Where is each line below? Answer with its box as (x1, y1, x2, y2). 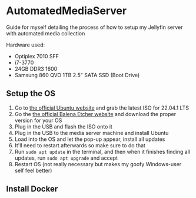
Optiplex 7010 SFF (14, 52, 59, 60)
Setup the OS (6, 88, 56, 98)
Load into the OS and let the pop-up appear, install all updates (14, 136, 165, 143)
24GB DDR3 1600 (14, 65, 58, 72)
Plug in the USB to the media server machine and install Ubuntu (14, 129, 169, 136)
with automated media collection (6, 29, 85, 37)
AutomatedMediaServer (6, 4, 127, 18)
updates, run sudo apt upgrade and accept (14, 154, 118, 161)
